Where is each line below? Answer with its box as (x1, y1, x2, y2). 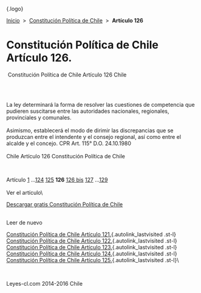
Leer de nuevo (6, 218, 43, 226)
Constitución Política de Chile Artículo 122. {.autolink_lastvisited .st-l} (6, 237, 177, 244)
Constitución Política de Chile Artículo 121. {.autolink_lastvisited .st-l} (6, 231, 176, 238)
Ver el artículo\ (6, 189, 43, 196)
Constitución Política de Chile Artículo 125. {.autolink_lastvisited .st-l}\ (6, 256, 179, 263)
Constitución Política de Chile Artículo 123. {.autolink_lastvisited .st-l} (6, 243, 177, 251)
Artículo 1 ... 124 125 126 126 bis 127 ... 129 (6, 176, 108, 183)
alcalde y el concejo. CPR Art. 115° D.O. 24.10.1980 (6, 140, 132, 147)
